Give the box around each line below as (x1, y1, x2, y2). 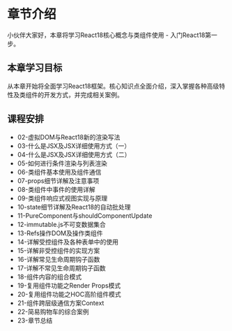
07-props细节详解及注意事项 (17, 176, 100, 185)
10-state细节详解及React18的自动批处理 (17, 203, 131, 211)
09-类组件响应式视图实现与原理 (17, 193, 108, 203)
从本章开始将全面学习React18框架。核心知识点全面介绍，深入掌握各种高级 (7, 82, 219, 90)
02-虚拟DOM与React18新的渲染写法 (17, 133, 121, 141)
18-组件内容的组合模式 (17, 272, 82, 281)
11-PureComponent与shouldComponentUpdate (17, 211, 153, 220)
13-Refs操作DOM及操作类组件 (17, 228, 103, 237)
